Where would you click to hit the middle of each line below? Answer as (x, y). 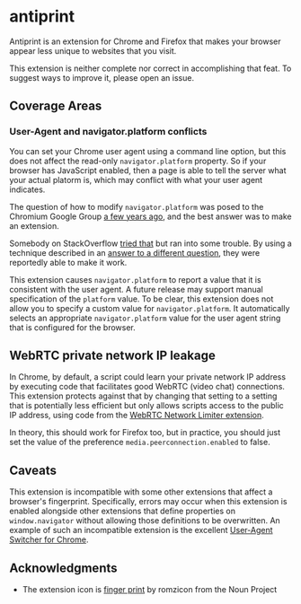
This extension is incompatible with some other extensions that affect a (141, 492)
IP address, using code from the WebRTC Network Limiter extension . (137, 416)
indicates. (27, 189)
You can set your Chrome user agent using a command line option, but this (148, 151)
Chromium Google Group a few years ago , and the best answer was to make (150, 216)
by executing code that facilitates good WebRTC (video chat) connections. (147, 387)
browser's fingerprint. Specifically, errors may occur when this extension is (148, 502)
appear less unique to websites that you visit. (93, 50)
